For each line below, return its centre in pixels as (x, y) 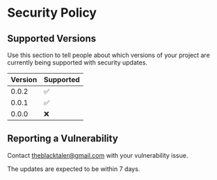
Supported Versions (51, 39)
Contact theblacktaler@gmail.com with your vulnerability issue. (98, 155)
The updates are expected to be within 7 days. (74, 169)
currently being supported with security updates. (78, 63)
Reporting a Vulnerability (63, 139)
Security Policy (52, 13)
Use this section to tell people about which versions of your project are (108, 55)
